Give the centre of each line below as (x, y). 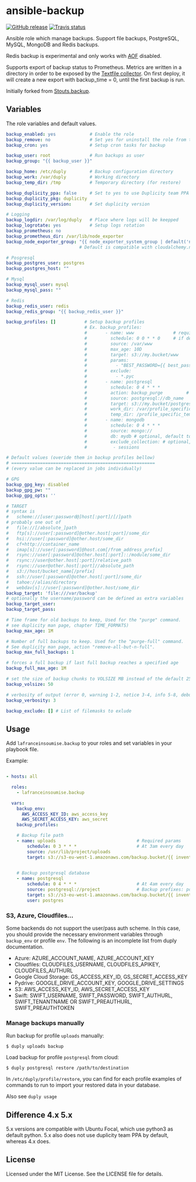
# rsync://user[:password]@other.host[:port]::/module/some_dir (88, 555)
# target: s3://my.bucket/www (132, 355)
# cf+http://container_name (43, 544)
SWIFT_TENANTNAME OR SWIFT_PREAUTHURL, (73, 1001)
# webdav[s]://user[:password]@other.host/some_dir (73, 587)
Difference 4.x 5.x (39, 1115)
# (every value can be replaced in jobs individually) (74, 469)
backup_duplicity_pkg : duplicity (47, 198)
